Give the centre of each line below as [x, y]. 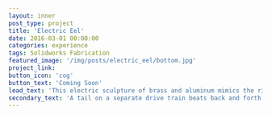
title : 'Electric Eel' [46, 31]
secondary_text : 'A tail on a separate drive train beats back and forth [135, 98]
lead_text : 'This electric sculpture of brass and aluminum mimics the [131, 90]
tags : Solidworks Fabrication [59, 53]
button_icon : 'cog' [41, 75]
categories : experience [48, 46]
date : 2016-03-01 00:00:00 [54, 38]
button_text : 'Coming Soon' [56, 83]
